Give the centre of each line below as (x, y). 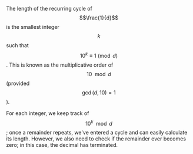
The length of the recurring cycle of (49, 9)
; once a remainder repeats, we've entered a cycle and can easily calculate (97, 133)
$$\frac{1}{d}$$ (99, 18)
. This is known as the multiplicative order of (60, 65)
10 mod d (99, 74)
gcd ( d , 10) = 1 (99, 92)
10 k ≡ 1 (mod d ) (99, 55)
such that (18, 45)
